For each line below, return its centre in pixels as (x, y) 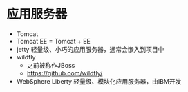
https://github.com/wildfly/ (65, 73)
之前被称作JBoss (51, 65)
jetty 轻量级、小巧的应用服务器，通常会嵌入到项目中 (90, 49)
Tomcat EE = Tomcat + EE (54, 41)
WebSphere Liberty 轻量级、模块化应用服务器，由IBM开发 (99, 81)
